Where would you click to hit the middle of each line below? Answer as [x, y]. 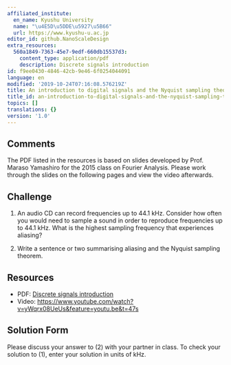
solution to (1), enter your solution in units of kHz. [77, 354]
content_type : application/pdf [64, 59]
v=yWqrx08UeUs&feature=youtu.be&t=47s [78, 309]
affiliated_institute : [40, 13]
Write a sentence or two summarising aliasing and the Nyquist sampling [119, 249]
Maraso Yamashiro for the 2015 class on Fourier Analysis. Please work [107, 168]
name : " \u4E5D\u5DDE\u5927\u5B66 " [63, 26]
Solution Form [38, 330]
